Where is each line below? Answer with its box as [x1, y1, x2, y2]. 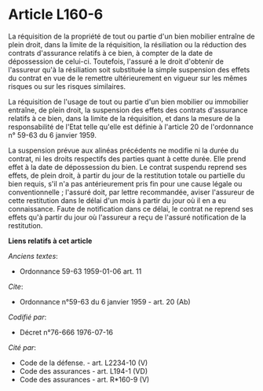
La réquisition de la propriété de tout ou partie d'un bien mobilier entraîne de [8, 31, 255, 41]
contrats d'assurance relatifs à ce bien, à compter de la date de [8, 48, 214, 57]
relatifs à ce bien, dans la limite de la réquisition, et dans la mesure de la [8, 113, 241, 123]
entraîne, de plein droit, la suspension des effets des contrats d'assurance [8, 105, 248, 115]
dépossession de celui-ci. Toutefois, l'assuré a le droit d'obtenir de [8, 57, 224, 66]
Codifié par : [8, 312, 47, 322]
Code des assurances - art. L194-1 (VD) [19, 366, 148, 375]
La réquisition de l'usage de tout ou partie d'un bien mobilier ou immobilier [8, 97, 249, 106]
